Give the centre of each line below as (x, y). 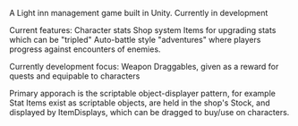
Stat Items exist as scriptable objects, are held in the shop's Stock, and (140, 103)
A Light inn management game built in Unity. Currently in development (139, 13)
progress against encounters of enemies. (85, 49)
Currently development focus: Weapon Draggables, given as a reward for (144, 67)
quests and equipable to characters (75, 76)
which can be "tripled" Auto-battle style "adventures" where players (135, 40)
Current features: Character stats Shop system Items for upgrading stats (143, 30)
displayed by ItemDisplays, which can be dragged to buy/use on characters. (149, 112)
